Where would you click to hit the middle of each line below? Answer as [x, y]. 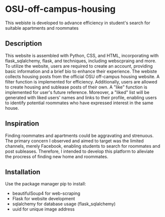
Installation [23, 172]
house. [12, 108]
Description [23, 44]
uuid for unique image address [43, 209]
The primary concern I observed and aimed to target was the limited [75, 141]
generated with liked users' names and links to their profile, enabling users [81, 97]
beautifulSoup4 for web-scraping [46, 193]
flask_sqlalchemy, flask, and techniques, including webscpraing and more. [81, 61]
